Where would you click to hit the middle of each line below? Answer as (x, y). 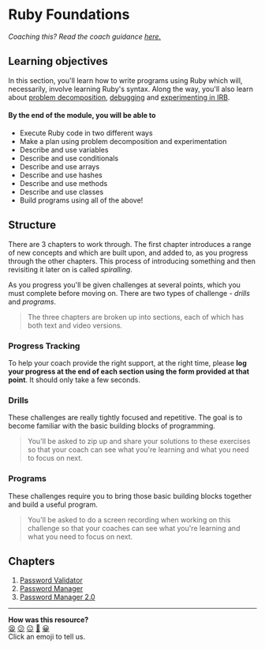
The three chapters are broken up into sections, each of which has (136, 317)
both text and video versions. (75, 325)
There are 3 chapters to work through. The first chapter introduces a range (130, 244)
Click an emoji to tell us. (47, 637)
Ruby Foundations (69, 15)
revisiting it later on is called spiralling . (70, 269)
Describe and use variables (64, 150)
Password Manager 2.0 (58, 597)
